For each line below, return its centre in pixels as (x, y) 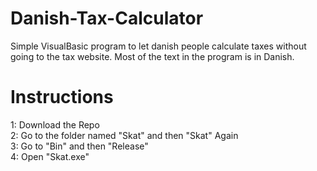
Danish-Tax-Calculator (107, 18)
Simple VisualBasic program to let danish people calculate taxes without (158, 46)
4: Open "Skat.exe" (50, 156)
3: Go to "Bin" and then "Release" (79, 146)
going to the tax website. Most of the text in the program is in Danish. (152, 56)
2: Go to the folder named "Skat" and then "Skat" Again (124, 135)
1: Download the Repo (55, 124)
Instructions (62, 97)
